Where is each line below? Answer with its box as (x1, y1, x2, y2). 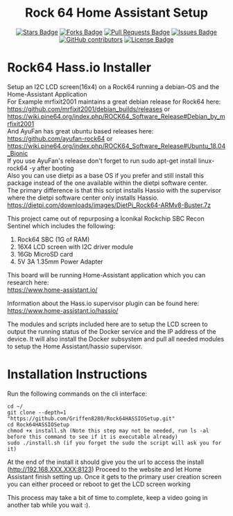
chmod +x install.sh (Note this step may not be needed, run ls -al (7, 427, 209, 434)
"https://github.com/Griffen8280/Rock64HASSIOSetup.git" (7, 415, 175, 422)
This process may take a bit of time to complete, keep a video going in (7, 493, 208, 501)
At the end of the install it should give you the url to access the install (7, 458, 205, 466)
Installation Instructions (7, 366, 148, 382)
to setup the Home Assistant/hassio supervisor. (7, 342, 143, 350)
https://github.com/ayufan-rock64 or (7, 134, 113, 143)
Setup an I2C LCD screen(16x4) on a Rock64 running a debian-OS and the (7, 82, 220, 91)
